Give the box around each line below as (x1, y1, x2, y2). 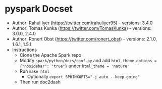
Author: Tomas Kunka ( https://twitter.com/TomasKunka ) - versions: (12, 25, 152, 31)
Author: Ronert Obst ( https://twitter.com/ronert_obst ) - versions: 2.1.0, (12, 36, 157, 42)
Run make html (19, 68, 50, 74)
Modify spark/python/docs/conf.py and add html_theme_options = (19, 57, 157, 63)
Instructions (12, 47, 37, 53)
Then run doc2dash (19, 79, 61, 85)
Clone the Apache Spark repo (19, 52, 82, 58)
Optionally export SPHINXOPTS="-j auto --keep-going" (27, 73, 140, 79)
